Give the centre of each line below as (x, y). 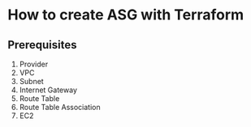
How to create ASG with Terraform (126, 15)
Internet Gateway (48, 90)
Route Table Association (60, 107)
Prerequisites (42, 45)
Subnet (31, 81)
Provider (34, 64)
